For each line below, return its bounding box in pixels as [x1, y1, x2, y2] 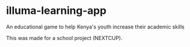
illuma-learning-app [6, 4, 107, 17]
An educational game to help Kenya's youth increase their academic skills [6, 23, 185, 30]
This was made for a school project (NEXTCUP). [6, 34, 122, 41]
